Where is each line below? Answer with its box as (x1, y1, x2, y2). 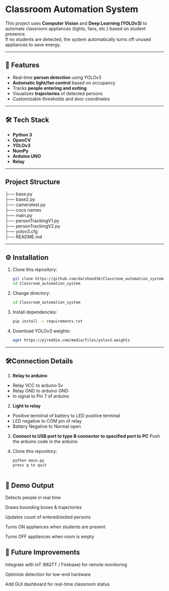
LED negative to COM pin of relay (12, 418, 82, 424)
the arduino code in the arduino (12, 438, 78, 444)
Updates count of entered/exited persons (5, 514, 91, 520)
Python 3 (12, 132, 33, 138)
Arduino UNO (12, 153, 41, 159)
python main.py (12, 458, 45, 463)
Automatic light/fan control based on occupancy (12, 80, 116, 86)
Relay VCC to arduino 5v (12, 382, 63, 388)
